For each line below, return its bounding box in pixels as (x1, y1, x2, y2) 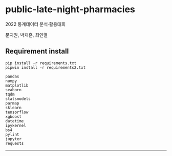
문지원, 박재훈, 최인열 (5, 32, 48, 38)
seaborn (5, 87, 22, 92)
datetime (5, 118, 24, 123)
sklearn (5, 105, 22, 110)
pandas (5, 74, 19, 79)
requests (5, 141, 24, 146)
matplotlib (5, 83, 29, 88)
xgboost (5, 114, 22, 119)
